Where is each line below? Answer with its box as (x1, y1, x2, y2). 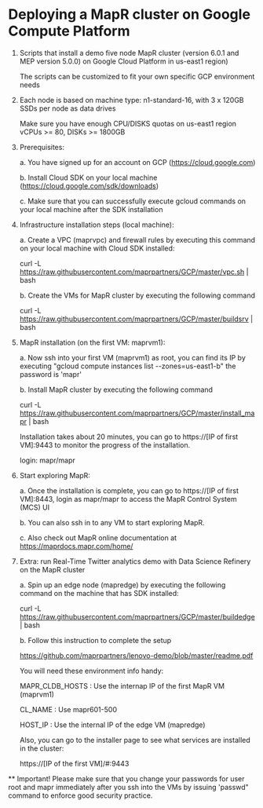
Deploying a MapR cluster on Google (8, 5, 251, 24)
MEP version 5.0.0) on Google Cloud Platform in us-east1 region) (19, 57, 229, 66)
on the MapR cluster (19, 565, 86, 574)
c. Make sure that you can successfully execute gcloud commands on (19, 196, 246, 206)
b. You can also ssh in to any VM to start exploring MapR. (19, 517, 206, 527)
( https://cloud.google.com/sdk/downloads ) (19, 181, 159, 190)
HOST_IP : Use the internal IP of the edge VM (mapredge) (19, 720, 206, 729)
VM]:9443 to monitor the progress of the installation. (19, 440, 191, 449)
